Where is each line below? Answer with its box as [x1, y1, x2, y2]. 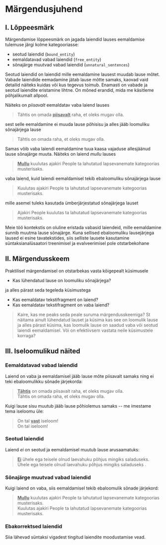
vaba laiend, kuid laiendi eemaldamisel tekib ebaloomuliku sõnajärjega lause [5, 176, 161, 182]
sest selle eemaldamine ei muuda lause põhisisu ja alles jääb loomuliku [5, 121, 150, 127]
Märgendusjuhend [5, 3, 83, 15]
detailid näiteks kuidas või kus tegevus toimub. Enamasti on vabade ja [5, 82, 148, 88]
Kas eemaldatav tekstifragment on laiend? [12, 297, 98, 303]
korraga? [17, 332, 36, 338]
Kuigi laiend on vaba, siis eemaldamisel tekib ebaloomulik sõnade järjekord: [5, 485, 159, 491]
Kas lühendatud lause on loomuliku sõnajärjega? [12, 277, 111, 283]
